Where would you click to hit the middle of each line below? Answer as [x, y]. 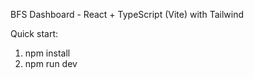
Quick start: [34, 33]
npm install [47, 53]
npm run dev [51, 63]
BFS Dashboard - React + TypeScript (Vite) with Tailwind [127, 14]
